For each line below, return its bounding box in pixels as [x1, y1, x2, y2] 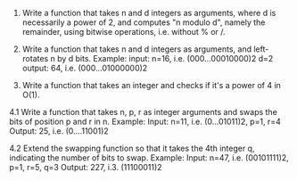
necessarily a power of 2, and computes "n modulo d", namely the [21, 17, 266, 28]
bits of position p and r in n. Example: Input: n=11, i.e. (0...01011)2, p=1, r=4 [9, 116, 281, 127]
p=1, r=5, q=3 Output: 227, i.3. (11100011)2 [9, 162, 162, 172]
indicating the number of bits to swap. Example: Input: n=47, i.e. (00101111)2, [9, 152, 290, 163]
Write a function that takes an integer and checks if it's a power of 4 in [21, 80, 281, 90]
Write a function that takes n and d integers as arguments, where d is [21, 8, 276, 18]
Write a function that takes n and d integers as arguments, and [21, 44, 252, 54]
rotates [21, 53, 49, 63]
